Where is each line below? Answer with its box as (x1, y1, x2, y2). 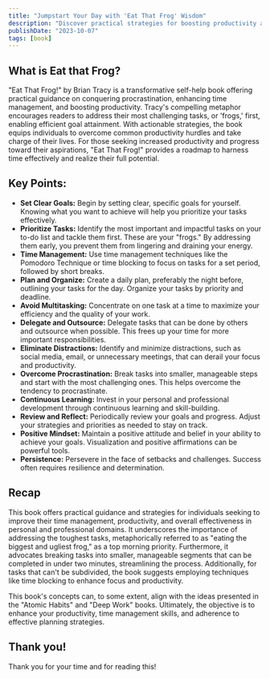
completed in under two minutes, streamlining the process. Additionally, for (8, 558, 257, 568)
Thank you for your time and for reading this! (8, 661, 157, 671)
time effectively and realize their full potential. (8, 153, 160, 163)
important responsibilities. (19, 334, 107, 344)
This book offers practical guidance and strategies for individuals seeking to (8, 507, 260, 517)
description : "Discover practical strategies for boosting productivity (8, 19, 257, 27)
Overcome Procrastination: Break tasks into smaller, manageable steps (19, 369, 259, 378)
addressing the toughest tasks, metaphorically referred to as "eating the (8, 533, 247, 542)
